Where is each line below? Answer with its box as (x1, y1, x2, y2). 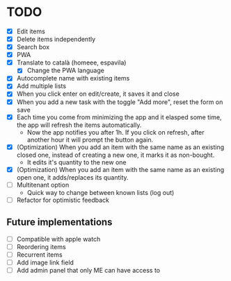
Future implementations (6, 216, 113, 228)
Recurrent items (16, 250, 63, 259)
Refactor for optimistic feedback (16, 196, 109, 204)
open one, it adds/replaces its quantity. (16, 173, 129, 181)
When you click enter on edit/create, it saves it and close (16, 90, 180, 98)
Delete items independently (16, 35, 96, 43)
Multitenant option (16, 180, 70, 189)
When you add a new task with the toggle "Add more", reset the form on (16, 98, 223, 106)
